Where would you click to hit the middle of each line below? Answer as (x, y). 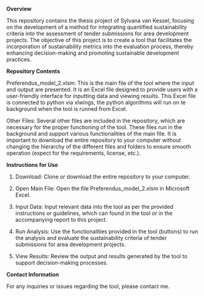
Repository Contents (33, 71)
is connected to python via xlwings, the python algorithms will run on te (96, 102)
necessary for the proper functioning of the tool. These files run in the (94, 127)
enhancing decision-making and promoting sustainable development (93, 53)
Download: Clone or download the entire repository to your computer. (103, 177)
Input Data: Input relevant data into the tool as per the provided (94, 207)
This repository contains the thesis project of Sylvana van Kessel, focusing (100, 20)
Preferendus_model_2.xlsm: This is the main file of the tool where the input (100, 83)
